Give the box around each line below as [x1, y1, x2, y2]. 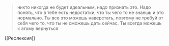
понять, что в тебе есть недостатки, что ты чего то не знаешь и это [17, 9, 164, 15]
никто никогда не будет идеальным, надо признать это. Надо [17, 4, 151, 10]
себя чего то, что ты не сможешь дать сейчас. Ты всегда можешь [17, 20, 162, 26]
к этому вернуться [17, 25, 59, 31]
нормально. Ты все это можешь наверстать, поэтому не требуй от [17, 15, 163, 20]
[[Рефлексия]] [5, 35, 35, 41]
